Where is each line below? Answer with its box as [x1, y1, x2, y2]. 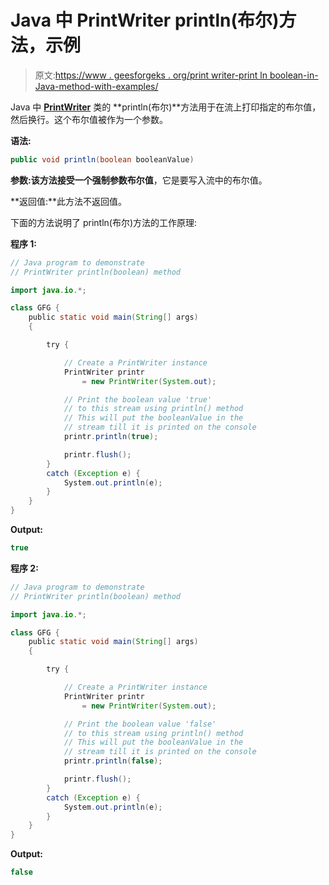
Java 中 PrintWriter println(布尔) [10, 9, 280, 32]
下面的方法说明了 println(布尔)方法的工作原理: [10, 216, 198, 228]
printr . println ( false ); [63, 756, 163, 766]
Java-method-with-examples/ [34, 80, 159, 92]
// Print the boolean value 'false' [63, 719, 217, 729]
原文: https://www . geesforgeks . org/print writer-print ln [34, 69, 268, 81]
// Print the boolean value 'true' [63, 394, 213, 405]
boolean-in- [269, 69, 319, 81]
